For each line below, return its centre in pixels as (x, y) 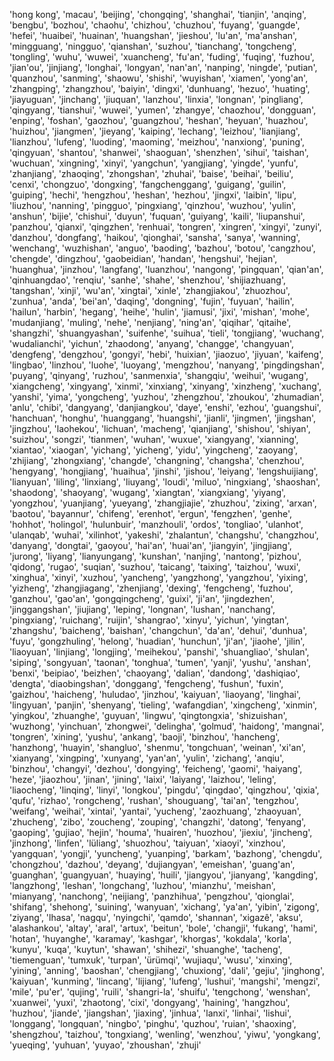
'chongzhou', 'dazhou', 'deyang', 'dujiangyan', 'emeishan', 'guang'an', (152, 864)
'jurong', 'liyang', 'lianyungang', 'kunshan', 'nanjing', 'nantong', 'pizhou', (155, 556)
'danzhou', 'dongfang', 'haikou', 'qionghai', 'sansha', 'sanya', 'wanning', (155, 237)
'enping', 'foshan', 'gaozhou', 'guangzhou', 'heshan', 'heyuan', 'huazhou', (159, 120)
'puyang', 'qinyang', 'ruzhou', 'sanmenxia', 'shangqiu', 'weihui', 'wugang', (159, 375)
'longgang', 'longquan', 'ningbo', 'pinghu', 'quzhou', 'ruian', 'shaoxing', (153, 1023)
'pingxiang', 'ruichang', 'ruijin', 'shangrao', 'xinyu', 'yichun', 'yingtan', (149, 620)
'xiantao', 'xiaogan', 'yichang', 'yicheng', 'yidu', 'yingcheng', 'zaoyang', (154, 450)
